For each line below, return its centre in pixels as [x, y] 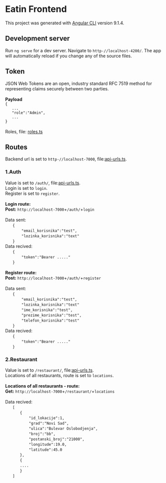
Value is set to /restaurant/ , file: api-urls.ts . [49, 370]
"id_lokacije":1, [46, 418]
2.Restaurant [21, 359]
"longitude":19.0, [48, 444]
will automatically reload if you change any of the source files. [69, 56]
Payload [14, 99]
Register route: [21, 272]
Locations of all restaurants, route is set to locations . [60, 375]
